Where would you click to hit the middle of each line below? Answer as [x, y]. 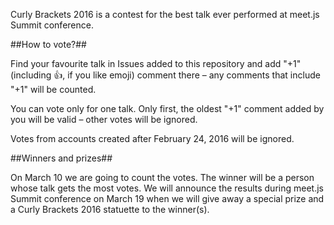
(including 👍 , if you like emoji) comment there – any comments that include [165, 75]
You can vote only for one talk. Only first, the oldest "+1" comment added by [167, 108]
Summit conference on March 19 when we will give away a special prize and [167, 198]
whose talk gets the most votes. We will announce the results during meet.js [167, 188]
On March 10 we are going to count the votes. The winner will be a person [162, 177]
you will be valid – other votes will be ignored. [104, 119]
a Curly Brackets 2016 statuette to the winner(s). [110, 209]
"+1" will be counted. [53, 89]
